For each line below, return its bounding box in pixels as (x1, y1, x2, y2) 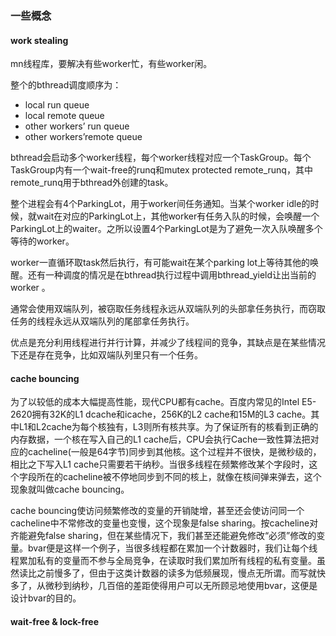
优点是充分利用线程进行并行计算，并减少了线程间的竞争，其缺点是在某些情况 (10, 337, 326, 349)
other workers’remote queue (24, 131, 143, 143)
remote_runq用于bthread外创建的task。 (10, 177, 174, 189)
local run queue (24, 99, 90, 111)
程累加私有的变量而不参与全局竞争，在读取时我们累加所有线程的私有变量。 (10, 555, 317, 567)
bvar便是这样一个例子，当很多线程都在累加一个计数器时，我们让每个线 (27, 542, 318, 554)
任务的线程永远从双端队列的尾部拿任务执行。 (10, 315, 195, 327)
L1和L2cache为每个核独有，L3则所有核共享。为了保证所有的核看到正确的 (18, 421, 319, 433)
